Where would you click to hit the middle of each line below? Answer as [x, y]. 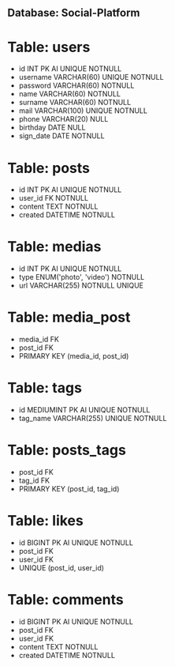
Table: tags [45, 388]
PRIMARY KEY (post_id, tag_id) [69, 489]
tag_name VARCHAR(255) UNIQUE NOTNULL [93, 419]
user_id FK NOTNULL [53, 198]
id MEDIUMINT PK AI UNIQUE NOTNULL [84, 410]
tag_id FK [34, 480]
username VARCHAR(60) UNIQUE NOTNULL [91, 77]
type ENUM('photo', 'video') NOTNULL [82, 277]
